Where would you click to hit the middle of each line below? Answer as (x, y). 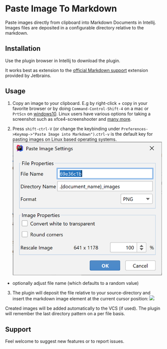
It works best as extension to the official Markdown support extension (77, 70)
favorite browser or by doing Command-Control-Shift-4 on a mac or (81, 108)
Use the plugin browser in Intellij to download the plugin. (63, 61)
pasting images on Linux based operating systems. (64, 139)
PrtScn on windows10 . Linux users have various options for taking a (81, 114)
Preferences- (134, 129)
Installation (23, 48)
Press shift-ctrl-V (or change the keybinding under (66, 129)
